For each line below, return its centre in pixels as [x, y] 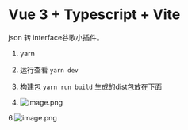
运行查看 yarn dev [49, 70]
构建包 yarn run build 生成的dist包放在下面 [91, 86]
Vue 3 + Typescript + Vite [94, 15]
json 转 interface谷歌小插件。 [56, 37]
